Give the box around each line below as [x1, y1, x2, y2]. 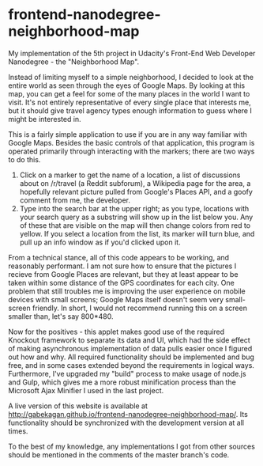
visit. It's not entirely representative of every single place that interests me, [8, 97, 251, 107]
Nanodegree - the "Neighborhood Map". [8, 57, 140, 66]
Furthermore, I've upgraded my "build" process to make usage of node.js [8, 369, 246, 378]
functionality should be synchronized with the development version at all [8, 418, 245, 427]
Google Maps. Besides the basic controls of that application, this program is [8, 138, 255, 147]
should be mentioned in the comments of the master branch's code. [8, 449, 230, 460]
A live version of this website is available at [8, 401, 148, 411]
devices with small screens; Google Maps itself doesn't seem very [8, 294, 224, 304]
